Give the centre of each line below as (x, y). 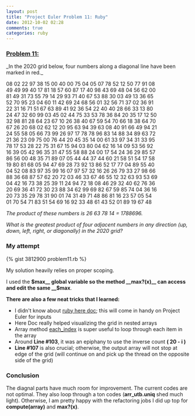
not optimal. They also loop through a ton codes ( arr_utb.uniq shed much (95, 394)
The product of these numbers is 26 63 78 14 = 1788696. (74, 214)
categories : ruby (27, 33)
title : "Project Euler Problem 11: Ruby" (57, 17)
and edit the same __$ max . (39, 288)
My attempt (23, 246)
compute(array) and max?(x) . (42, 407)
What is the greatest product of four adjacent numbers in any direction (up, (97, 225)
